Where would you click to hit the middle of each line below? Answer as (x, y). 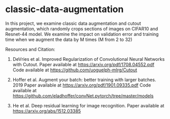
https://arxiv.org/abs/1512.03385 (47, 111)
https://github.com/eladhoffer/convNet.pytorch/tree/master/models (83, 96)
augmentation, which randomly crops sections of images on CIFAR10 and (82, 28)
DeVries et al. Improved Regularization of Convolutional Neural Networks (89, 59)
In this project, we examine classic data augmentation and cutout (73, 23)
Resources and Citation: (30, 49)
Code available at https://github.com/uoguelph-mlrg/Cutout (75, 70)
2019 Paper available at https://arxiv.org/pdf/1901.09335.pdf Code (82, 85)
